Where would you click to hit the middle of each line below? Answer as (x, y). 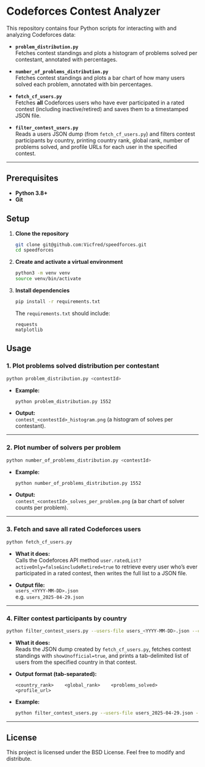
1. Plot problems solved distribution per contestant (83, 366)
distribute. (19, 759)
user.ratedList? (121, 561)
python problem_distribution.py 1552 (63, 401)
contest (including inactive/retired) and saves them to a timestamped (102, 109)
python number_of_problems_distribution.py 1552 (78, 483)
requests (26, 324)
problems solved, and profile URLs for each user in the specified (96, 147)
